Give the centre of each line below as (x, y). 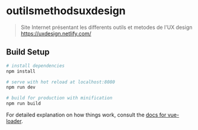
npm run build (24, 104)
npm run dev (21, 87)
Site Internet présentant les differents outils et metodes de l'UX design (106, 27)
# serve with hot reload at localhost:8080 (61, 82)
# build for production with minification (59, 98)
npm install (21, 71)
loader (14, 121)
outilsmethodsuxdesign (66, 11)
